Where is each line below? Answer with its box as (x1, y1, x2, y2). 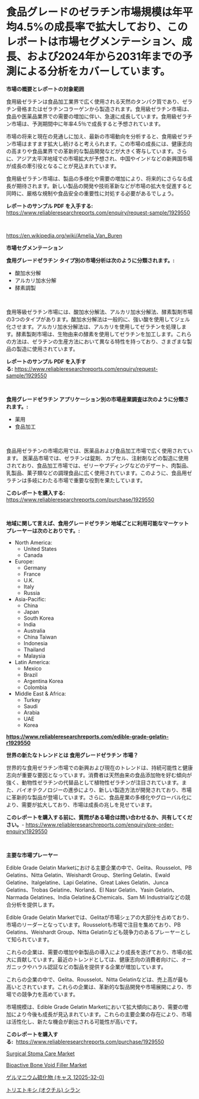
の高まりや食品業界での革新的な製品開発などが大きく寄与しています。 (6, 148, 177, 155)
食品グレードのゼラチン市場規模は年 (6, 5, 183, 19)
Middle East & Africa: (14, 690, 66, 697)
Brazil (23, 671, 38, 678)
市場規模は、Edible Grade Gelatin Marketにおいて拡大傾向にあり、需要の (6, 1003, 184, 1010)
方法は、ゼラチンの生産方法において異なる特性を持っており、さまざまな (11, 338, 187, 345)
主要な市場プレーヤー (6, 851, 58, 858)
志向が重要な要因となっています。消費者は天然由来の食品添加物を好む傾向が (6, 771, 192, 778)
